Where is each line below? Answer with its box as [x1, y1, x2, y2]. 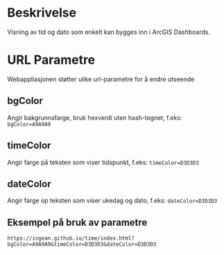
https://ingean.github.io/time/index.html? [7, 235, 135, 242]
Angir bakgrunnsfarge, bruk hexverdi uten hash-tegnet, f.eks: [7, 113, 182, 122]
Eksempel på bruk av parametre [7, 216, 148, 228]
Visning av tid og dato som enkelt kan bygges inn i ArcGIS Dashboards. [7, 28, 210, 36]
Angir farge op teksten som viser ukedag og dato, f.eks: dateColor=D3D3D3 [7, 196, 218, 205]
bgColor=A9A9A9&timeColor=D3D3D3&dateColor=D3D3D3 [7, 241, 157, 248]
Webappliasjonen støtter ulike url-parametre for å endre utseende [7, 75, 195, 83]
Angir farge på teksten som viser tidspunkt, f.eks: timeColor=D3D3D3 [7, 158, 200, 166]
